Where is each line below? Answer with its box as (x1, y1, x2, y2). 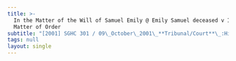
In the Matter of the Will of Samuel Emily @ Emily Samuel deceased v (13, 17, 225, 24)
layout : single (7, 43, 52, 50)
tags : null (7, 36, 39, 43)
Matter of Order (13, 23, 61, 30)
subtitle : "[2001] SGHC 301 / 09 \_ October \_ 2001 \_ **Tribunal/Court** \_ (7, 29, 221, 37)
